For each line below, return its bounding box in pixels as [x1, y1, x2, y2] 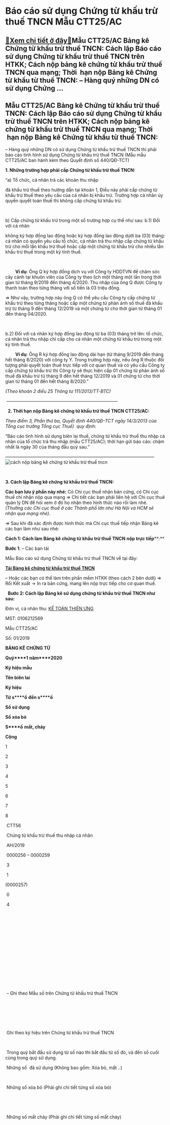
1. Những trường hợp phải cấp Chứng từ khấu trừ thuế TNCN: [5, 167, 135, 173]
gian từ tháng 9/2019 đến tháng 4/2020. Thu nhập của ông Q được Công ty [5, 279, 162, 286]
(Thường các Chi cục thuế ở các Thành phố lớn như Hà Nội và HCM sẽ [5, 505, 154, 511]
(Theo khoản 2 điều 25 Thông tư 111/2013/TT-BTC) [5, 388, 111, 395]
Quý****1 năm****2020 [5, 655, 62, 661]
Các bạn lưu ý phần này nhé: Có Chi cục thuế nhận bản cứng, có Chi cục [5, 489, 159, 495]
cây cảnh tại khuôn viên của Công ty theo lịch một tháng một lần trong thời [5, 274, 161, 280]
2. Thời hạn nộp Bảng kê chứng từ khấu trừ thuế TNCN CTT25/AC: [7, 408, 150, 414]
